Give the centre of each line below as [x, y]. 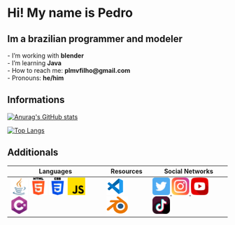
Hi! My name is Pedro [70, 13]
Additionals [33, 152]
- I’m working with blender [45, 55]
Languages [55, 171]
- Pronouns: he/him [36, 78]
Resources [127, 171]
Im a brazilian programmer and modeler [95, 39]
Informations [36, 100]
